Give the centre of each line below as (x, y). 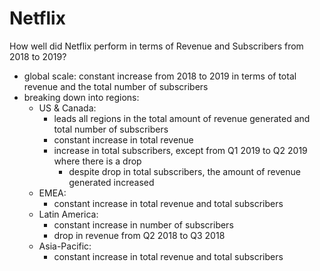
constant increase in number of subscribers (143, 224)
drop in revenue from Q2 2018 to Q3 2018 (139, 235)
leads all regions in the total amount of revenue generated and (182, 118)
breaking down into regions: (81, 97)
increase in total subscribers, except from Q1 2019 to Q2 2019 (180, 150)
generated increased (111, 182)
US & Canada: (67, 108)
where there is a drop (97, 161)
